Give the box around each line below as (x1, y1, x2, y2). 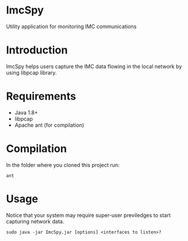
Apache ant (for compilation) (14, 121, 85, 128)
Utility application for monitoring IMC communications (6, 23, 137, 30)
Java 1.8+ (14, 109, 38, 116)
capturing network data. (6, 218, 65, 225)
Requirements (6, 90, 76, 103)
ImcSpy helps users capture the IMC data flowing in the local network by (6, 63, 182, 70)
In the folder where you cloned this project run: (6, 161, 120, 168)
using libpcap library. (6, 69, 57, 76)
